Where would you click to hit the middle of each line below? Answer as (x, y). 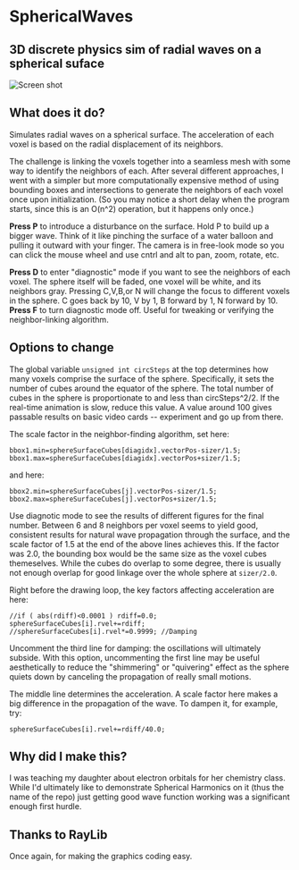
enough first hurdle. (46, 807)
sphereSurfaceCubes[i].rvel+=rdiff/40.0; (87, 729)
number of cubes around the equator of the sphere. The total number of (141, 388)
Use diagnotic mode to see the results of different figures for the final (137, 515)
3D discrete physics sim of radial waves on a (135, 50)
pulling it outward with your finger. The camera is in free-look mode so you (147, 245)
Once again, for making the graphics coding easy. (101, 857)
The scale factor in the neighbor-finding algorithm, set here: (119, 434)
